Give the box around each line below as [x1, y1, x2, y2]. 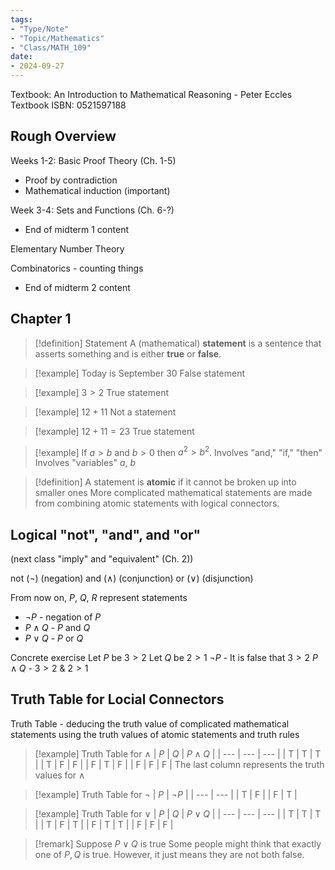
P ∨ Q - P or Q [24, 632, 84, 645]
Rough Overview [10, 128, 117, 145]
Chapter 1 [10, 311, 72, 328]
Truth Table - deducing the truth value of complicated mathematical [10, 717, 290, 730]
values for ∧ [34, 769, 86, 781]
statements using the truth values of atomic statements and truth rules [10, 728, 300, 740]
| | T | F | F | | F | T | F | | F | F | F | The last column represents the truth [34, 758, 325, 770]
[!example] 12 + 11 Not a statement [34, 406, 177, 418]
